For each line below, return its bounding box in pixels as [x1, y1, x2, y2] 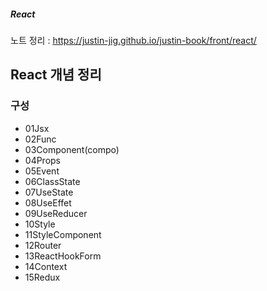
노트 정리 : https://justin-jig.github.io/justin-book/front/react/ [10, 34, 257, 46]
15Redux [24, 271, 61, 283]
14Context [24, 260, 68, 272]
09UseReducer [24, 207, 88, 219]
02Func [24, 133, 57, 145]
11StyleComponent [24, 228, 102, 240]
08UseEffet [24, 196, 72, 209]
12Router [24, 239, 62, 251]
